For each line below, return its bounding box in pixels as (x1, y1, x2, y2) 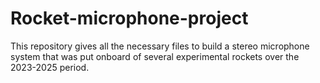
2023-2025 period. (10, 61, 90, 73)
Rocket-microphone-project (10, 7, 249, 30)
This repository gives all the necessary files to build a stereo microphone (10, 40, 310, 52)
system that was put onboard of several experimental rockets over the (10, 50, 300, 62)
